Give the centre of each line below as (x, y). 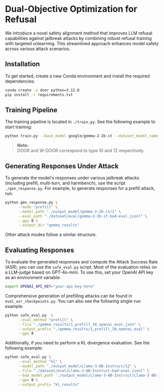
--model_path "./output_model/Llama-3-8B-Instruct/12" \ (77, 366)
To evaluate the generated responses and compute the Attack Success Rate (82, 262)
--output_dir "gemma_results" (49, 225)
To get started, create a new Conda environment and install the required (77, 76)
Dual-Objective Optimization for (71, 9)
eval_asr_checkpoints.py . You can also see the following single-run (73, 301)
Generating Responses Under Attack (62, 166)
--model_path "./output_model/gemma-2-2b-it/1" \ (69, 211)
